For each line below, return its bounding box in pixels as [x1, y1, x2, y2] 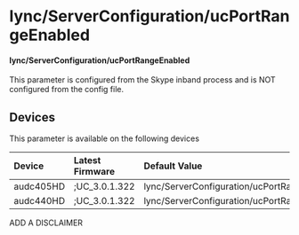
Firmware [73, 166, 116, 178]
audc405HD [13, 180, 65, 192]
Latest [73, 154, 101, 167]
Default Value [143, 160, 203, 172]
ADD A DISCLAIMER [9, 217, 83, 228]
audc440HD [13, 195, 65, 208]
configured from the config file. [9, 84, 125, 95]
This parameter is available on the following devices [9, 133, 200, 144]
